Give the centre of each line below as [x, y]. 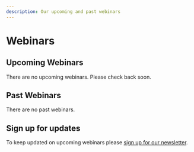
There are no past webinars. [41, 109]
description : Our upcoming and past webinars [63, 12]
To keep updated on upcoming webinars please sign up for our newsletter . [97, 143]
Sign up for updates [43, 128]
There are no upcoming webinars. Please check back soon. [79, 77]
